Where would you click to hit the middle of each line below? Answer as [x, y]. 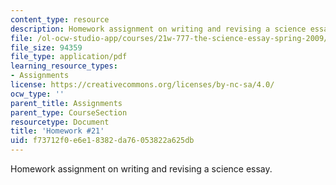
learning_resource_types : [64, 66]
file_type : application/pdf [69, 57]
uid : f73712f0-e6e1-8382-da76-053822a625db [102, 141]
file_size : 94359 [46, 47]
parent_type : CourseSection [69, 112]
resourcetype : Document [60, 122]
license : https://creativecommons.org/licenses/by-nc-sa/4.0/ [142, 85]
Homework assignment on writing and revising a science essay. [141, 169]
